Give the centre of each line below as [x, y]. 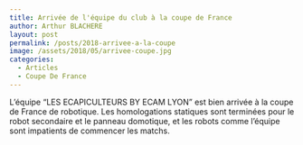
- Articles [38, 68]
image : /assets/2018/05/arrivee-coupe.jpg [90, 51]
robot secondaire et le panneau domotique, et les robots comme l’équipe [145, 121]
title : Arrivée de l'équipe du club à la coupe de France [121, 18]
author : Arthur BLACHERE [56, 26]
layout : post [34, 34]
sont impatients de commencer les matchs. [90, 131]
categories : [32, 59]
